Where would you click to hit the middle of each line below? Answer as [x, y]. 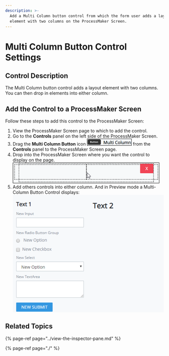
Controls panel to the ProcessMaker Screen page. [65, 149]
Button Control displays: [55, 192]
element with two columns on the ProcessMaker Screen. [68, 21]
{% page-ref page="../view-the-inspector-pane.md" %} [63, 338]
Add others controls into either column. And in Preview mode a [77, 187]
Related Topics [29, 326]
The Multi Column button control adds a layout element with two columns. [82, 88]
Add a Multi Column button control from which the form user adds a [83, 16]
